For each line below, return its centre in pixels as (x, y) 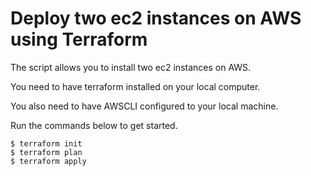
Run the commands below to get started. (94, 125)
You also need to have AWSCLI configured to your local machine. (144, 106)
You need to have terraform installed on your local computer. (135, 86)
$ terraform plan (46, 152)
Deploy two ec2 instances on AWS (156, 18)
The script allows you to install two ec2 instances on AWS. (131, 67)
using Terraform (79, 39)
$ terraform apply (48, 161)
